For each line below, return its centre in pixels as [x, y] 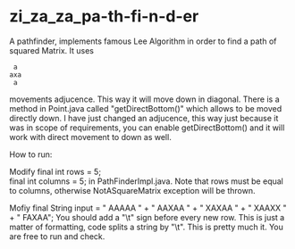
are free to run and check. [57, 236]
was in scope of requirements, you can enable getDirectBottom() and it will [147, 128]
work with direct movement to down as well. [90, 137]
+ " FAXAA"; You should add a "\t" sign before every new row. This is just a [147, 217]
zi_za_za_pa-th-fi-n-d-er [104, 17]
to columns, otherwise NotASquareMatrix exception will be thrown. [132, 190]
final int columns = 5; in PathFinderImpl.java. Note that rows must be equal [146, 181]
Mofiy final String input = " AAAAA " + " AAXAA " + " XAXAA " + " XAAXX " [148, 208]
